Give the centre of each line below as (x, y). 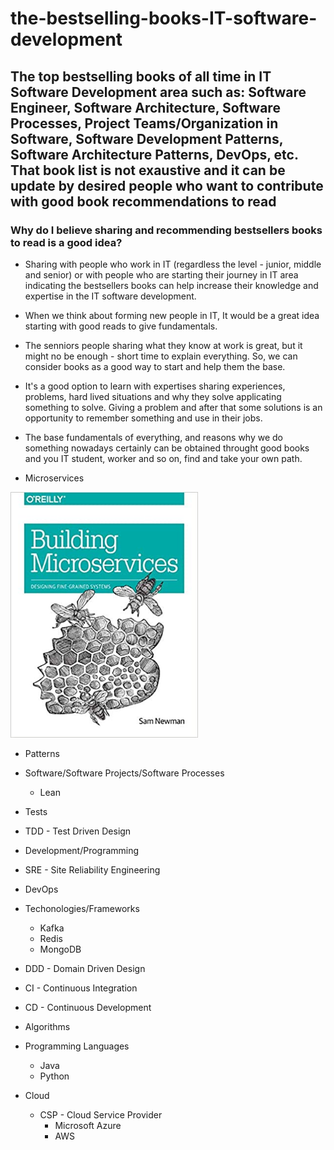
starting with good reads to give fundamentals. (121, 326)
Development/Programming (82, 850)
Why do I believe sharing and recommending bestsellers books (166, 230)
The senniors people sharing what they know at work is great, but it (163, 345)
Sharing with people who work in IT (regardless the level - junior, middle (173, 264)
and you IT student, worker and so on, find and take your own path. (163, 458)
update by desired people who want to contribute (167, 185)
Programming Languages (77, 1046)
